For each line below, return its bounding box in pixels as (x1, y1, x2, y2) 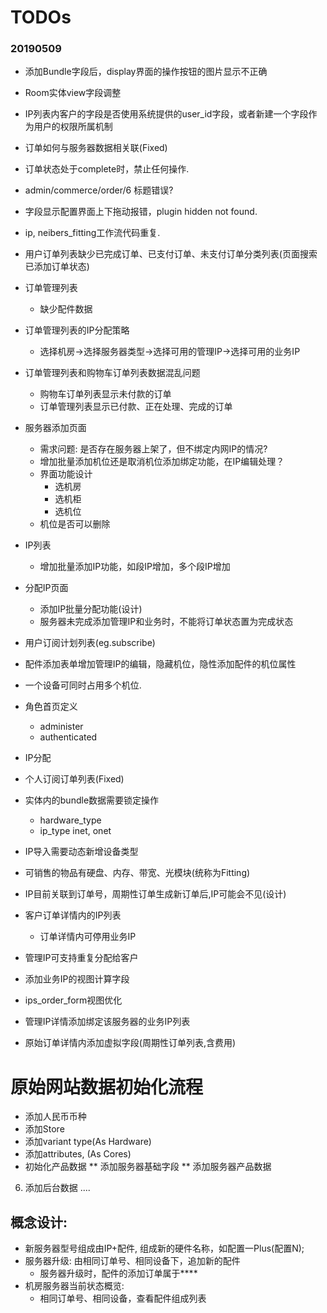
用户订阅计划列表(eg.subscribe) (24, 637, 156, 649)
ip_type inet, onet (39, 825, 112, 837)
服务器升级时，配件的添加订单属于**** (39, 1267, 198, 1280)
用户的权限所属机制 (33, 121, 113, 133)
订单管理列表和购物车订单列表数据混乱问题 (24, 367, 201, 379)
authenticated (39, 731, 98, 743)
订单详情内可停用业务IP (39, 931, 137, 943)
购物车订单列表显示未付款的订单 (39, 388, 172, 400)
